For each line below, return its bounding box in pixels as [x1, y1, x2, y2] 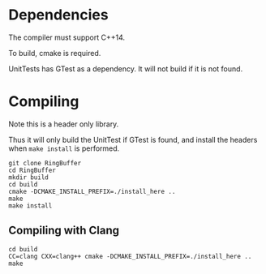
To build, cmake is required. [8, 48, 101, 58]
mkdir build [8, 173, 49, 182]
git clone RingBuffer [8, 159, 82, 167]
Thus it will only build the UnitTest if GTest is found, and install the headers [8, 135, 258, 144]
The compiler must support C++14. [8, 32, 126, 42]
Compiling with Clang [8, 224, 120, 238]
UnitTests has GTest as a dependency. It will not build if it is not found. [8, 63, 243, 74]
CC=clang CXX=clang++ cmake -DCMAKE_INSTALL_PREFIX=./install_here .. [8, 252, 252, 260]
